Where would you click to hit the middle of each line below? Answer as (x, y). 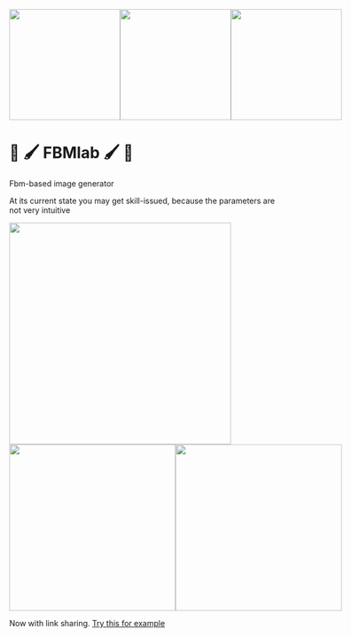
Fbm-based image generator (62, 183)
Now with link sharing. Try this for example (87, 623)
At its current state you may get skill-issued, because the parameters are (142, 201)
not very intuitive (40, 210)
